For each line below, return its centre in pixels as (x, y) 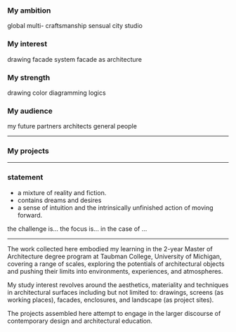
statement (25, 178)
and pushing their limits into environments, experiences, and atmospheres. (115, 271)
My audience (30, 111)
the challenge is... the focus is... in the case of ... (77, 228)
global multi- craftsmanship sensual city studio (75, 26)
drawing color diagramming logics (57, 93)
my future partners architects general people (72, 126)
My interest (27, 44)
